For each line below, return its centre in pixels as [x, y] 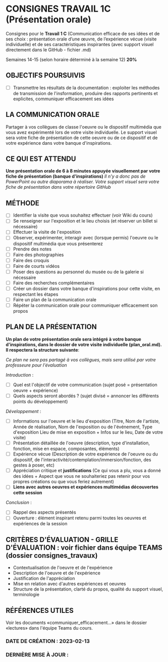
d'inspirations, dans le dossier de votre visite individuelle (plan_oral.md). [84, 344]
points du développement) [40, 401]
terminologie [26, 595]
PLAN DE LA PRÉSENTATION [51, 327]
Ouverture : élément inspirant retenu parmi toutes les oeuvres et [80, 518]
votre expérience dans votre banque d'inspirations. [59, 143]
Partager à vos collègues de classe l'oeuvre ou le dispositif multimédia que [84, 127]
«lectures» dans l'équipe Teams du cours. [49, 628]
